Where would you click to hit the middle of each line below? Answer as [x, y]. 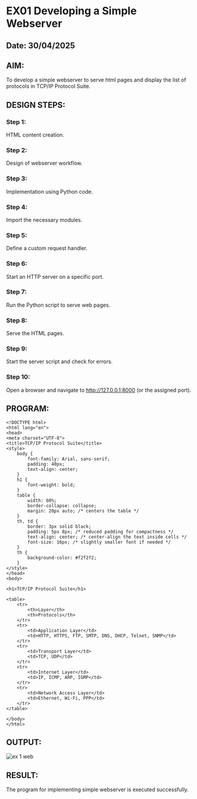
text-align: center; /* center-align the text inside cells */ [107, 537]
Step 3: [17, 178]
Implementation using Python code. [50, 191]
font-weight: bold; [52, 485]
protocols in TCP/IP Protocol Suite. [48, 86]
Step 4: [17, 207]
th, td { [28, 521]
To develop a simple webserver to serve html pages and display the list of [96, 80]
